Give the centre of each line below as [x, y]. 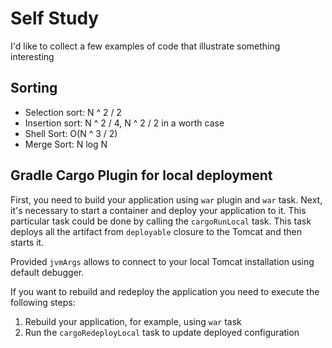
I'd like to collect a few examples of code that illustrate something [145, 46]
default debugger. [47, 272]
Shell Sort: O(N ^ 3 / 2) [71, 133]
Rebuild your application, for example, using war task [133, 321]
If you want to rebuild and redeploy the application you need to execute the [165, 291]
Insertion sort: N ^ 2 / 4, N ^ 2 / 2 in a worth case [124, 123]
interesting [32, 56]
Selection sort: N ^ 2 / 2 [73, 112]
